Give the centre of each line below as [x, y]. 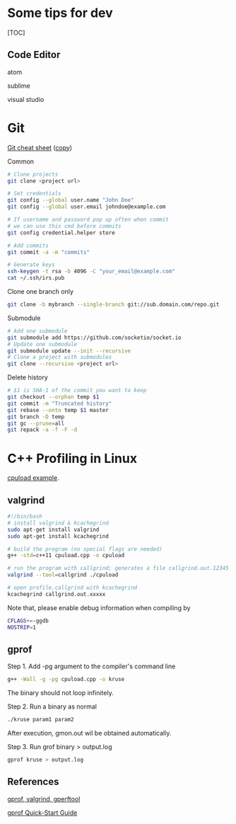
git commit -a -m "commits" [49, 252]
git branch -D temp [36, 417]
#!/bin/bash [25, 517]
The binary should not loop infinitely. [61, 693]
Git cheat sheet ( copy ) [40, 147]
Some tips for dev [60, 13]
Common [20, 161]
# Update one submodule [42, 344]
